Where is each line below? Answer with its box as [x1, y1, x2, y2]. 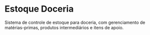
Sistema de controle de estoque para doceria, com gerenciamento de [4, 19, 146, 25]
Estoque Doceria [4, 3, 74, 15]
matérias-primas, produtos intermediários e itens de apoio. [4, 24, 124, 30]
